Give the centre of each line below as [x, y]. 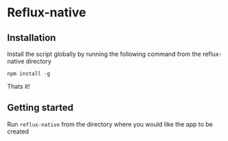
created [18, 131]
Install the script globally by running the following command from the [104, 54]
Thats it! [18, 86]
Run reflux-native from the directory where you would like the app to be [110, 124]
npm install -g [29, 74]
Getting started [40, 108]
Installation [31, 38]
